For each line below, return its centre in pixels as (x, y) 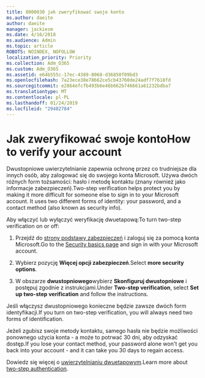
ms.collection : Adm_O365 (38, 63)
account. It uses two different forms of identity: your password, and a (94, 201)
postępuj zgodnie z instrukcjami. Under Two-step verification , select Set (107, 287)
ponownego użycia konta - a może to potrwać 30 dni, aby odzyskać (92, 338)
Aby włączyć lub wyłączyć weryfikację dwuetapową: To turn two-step (94, 220)
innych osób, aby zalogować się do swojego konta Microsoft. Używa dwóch (102, 176)
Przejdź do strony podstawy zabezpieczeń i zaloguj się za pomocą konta (107, 238)
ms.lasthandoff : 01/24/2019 (42, 103)
